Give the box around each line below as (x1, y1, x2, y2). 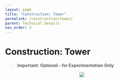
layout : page (5, 7, 32, 12)
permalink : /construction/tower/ (5, 16, 73, 21)
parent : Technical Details (5, 20, 60, 26)
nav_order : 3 (5, 25, 32, 30)
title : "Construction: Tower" (5, 12, 67, 17)
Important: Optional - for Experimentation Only (17, 62, 114, 68)
